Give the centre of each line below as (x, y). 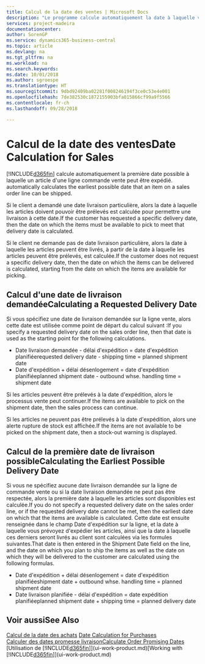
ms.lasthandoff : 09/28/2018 (42, 108)
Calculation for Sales (60, 157)
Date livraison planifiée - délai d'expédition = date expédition (92, 595)
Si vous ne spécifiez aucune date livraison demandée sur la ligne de (92, 486)
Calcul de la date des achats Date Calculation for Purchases (81, 635)
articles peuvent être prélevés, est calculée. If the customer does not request (103, 256)
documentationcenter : (34, 29)
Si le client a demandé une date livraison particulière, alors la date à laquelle (102, 205)
